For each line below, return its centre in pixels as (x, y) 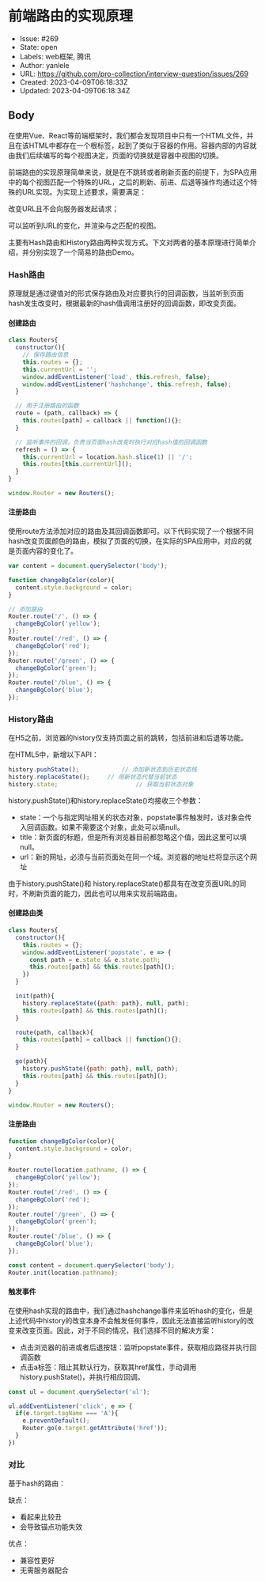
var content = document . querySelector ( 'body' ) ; (88, 566)
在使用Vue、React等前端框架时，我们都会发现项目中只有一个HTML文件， (127, 135)
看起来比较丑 (40, 1517)
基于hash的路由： (37, 1483)
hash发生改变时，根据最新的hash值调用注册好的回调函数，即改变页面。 (125, 303)
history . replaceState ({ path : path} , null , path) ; (106, 1003)
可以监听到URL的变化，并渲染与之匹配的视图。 (84, 225)
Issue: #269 (39, 38)
